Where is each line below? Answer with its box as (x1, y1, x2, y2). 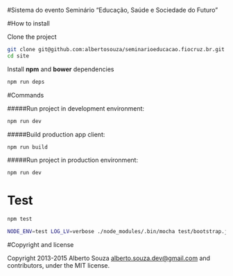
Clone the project (7, 33, 57, 41)
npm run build (7, 143, 49, 151)
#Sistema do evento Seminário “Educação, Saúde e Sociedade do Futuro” (7, 6, 218, 14)
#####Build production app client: (7, 130, 105, 138)
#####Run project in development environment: (7, 104, 144, 113)
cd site (7, 52, 30, 59)
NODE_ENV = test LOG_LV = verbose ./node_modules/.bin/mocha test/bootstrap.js (7, 228, 231, 235)
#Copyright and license (7, 240, 74, 248)
